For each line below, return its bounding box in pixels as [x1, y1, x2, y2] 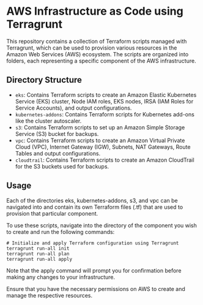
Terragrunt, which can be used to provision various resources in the [6, 44, 177, 51]
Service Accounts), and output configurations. [15, 104, 132, 111]
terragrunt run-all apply [6, 256, 72, 262]
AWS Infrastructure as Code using [6, 4, 183, 18]
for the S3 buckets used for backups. [15, 162, 109, 170]
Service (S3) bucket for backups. [15, 130, 99, 137]
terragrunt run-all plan [6, 250, 70, 257]
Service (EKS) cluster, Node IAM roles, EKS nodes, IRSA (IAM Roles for [15, 97, 194, 105]
